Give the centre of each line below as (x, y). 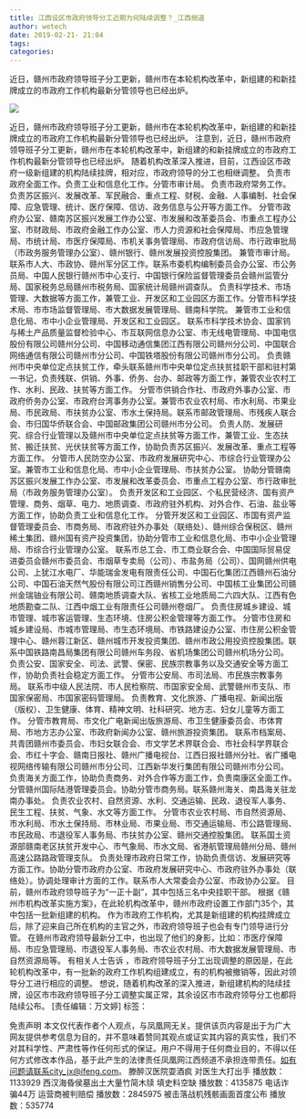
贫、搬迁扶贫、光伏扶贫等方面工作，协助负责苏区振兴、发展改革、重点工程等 (153, 447)
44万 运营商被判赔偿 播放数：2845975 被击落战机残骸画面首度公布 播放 (151, 1094)
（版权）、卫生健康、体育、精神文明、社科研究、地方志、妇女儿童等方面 (143, 710)
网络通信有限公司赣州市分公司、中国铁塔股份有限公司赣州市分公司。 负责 (146, 355)
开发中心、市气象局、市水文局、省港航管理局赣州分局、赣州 (184, 847)
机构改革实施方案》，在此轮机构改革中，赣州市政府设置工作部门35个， (156, 903)
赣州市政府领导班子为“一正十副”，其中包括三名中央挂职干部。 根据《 (153, 892)
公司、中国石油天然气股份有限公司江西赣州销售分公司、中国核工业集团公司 (149, 584)
